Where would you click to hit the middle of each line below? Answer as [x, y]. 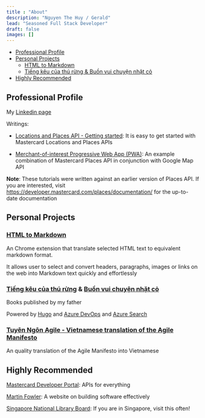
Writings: [18, 123]
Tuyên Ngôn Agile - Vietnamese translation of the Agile [90, 329]
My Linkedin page [29, 112]
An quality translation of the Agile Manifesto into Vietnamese [83, 351]
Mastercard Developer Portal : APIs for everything [68, 385]
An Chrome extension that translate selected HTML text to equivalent [93, 248]
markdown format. [30, 255]
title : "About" [27, 12]
